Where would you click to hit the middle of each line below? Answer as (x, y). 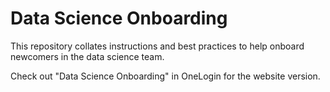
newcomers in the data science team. (87, 56)
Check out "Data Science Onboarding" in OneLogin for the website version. (165, 76)
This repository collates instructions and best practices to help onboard (157, 46)
